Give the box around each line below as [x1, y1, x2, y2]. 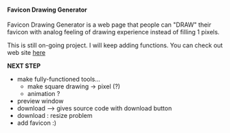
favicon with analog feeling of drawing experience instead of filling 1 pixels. [7, 28, 220, 36]
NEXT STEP [7, 62, 41, 70]
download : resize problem [16, 112, 93, 120]
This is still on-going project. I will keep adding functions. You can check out [7, 41, 223, 49]
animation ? [27, 90, 60, 98]
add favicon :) [16, 119, 57, 127]
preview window [16, 97, 64, 106]
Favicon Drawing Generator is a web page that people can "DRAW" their [7, 21, 211, 29]
